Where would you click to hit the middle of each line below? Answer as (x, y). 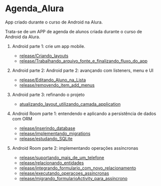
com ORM (22, 118)
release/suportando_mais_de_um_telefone (62, 158)
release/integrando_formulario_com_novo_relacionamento (78, 168)
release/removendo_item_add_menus (57, 85)
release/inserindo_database (47, 128)
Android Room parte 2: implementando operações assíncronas (75, 148)
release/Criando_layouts (44, 56)
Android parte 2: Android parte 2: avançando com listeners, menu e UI (83, 70)
